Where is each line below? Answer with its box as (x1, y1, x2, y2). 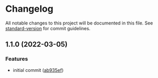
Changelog (5, 3, 54, 15)
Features (5, 56, 28, 63)
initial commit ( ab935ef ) (12, 67, 64, 73)
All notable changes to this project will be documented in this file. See (5, 20, 153, 26)
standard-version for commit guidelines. (5, 25, 91, 31)
